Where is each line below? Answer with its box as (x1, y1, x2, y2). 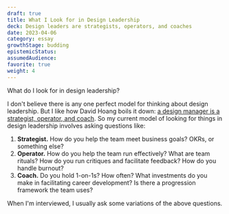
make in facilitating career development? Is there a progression (17, 178, 196, 187)
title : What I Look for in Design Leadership (7, 16, 140, 23)
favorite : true (7, 61, 51, 68)
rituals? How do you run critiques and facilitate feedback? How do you (17, 156, 217, 165)
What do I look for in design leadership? (7, 86, 120, 95)
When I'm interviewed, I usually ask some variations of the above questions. (7, 199, 223, 207)
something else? (17, 142, 64, 150)
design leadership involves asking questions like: (7, 121, 146, 130)
